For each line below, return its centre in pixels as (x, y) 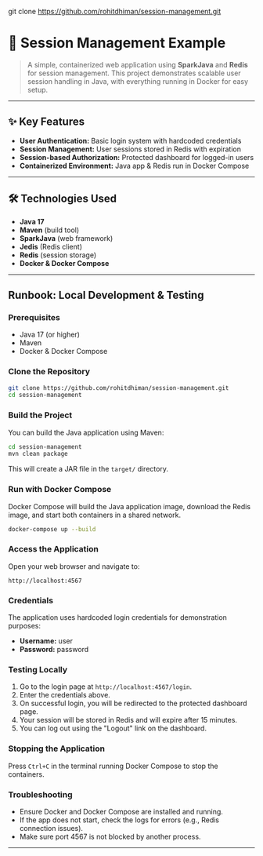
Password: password (54, 650)
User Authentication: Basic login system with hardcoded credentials (130, 140)
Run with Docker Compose (60, 490)
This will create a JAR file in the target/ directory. (88, 469)
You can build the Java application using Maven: (86, 432)
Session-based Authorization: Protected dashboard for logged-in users (137, 157)
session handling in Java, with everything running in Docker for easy (138, 81)
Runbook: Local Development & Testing (106, 295)
